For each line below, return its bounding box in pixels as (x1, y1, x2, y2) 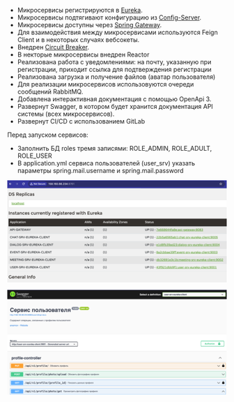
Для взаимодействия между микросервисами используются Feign (17, 28, 218, 36)
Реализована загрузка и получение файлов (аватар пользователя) (17, 73, 216, 81)
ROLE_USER (17, 151, 52, 160)
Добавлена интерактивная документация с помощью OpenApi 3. (17, 95, 212, 103)
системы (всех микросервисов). (17, 110, 115, 118)
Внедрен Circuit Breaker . (17, 43, 90, 51)
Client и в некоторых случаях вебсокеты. (17, 36, 140, 44)
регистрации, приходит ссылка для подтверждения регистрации (17, 66, 212, 73)
